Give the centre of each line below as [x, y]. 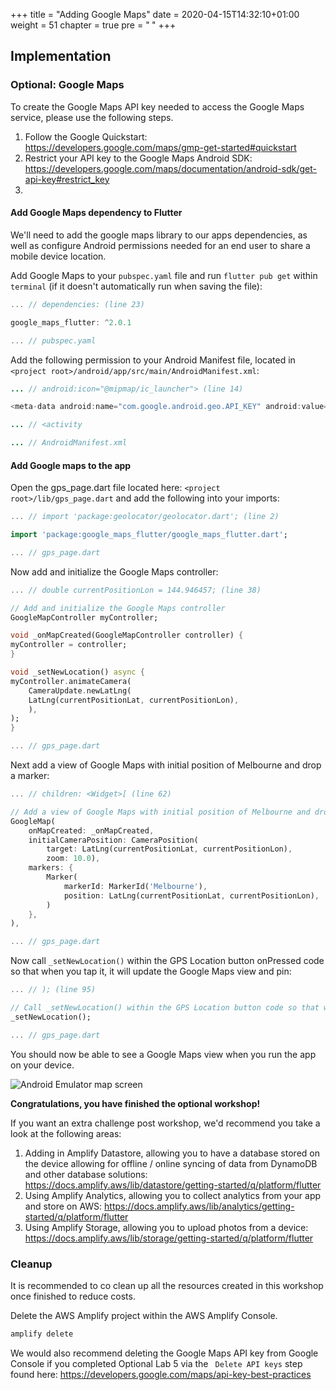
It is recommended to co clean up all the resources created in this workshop [167, 1286]
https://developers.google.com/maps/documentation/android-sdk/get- [170, 168]
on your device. [42, 1065]
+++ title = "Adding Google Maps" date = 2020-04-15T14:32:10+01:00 [155, 14]
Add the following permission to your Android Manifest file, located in [153, 360]
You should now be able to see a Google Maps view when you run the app [163, 1054]
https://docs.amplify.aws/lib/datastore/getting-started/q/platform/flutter [173, 1185]
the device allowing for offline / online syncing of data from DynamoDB [171, 1163]
